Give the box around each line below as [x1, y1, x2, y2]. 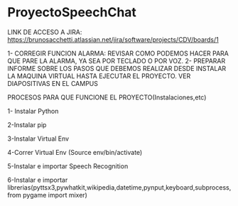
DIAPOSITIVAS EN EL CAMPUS [7, 79, 98, 87]
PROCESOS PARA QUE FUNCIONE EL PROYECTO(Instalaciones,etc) [7, 93, 207, 102]
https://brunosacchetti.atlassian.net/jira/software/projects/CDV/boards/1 [7, 35, 219, 43]
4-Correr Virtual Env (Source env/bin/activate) [7, 148, 143, 156]
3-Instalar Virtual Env [7, 134, 70, 143]
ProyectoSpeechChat [7, 4, 137, 21]
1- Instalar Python [7, 107, 59, 115]
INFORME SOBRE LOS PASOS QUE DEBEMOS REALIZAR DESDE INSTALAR [7, 64, 227, 72]
